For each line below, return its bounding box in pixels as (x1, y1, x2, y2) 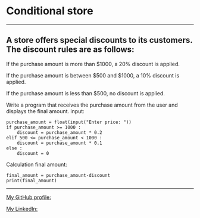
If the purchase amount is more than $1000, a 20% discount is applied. (6, 60, 180, 67)
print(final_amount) (6, 177, 58, 183)
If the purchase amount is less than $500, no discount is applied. (6, 89, 165, 96)
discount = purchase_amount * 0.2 (17, 129, 102, 135)
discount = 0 (17, 150, 49, 156)
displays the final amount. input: (6, 107, 85, 114)
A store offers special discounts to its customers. (6, 35, 193, 45)
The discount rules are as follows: (6, 45, 135, 55)
